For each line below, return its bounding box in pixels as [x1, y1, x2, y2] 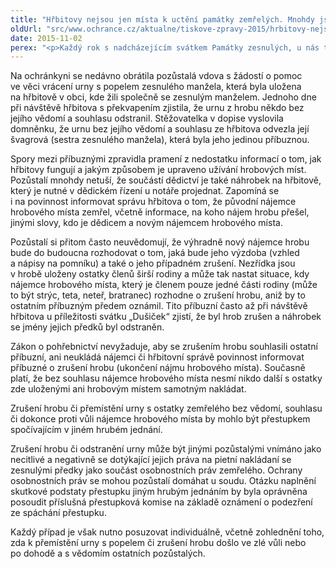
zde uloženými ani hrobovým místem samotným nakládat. [10, 383, 247, 395]
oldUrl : [10, 24, 43, 34]
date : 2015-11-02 [10, 33, 83, 43]
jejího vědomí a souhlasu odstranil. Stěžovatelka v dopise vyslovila [10, 112, 284, 125]
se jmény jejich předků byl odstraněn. [10, 321, 165, 333]
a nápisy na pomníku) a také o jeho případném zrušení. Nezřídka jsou [10, 257, 296, 270]
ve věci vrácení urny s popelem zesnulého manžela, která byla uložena [10, 81, 302, 93]
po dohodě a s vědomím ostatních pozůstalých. [10, 547, 206, 560]
